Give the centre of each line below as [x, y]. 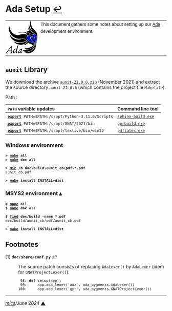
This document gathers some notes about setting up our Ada [101, 24]
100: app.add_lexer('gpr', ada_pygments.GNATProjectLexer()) [85, 289]
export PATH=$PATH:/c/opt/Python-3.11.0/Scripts [60, 116]
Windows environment [34, 145]
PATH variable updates [31, 109]
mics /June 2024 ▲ [26, 303]
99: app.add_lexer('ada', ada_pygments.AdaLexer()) [77, 285]
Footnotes [22, 244]
